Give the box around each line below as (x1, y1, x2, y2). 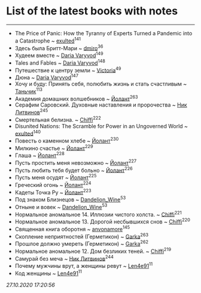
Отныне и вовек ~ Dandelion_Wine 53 (14, 203, 108, 210)
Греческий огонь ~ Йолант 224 (14, 180, 92, 188)
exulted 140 (14, 129, 41, 137)
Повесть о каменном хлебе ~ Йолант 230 (14, 136, 119, 144)
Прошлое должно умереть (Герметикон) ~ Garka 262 (14, 239, 148, 247)
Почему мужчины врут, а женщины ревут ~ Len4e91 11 (14, 261, 153, 269)
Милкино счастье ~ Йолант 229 (14, 143, 93, 152)
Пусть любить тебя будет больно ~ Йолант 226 (14, 165, 133, 174)
